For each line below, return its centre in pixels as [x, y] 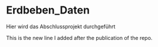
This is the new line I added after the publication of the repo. [79, 38]
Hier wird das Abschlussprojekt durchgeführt [61, 26]
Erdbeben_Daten [48, 10]
